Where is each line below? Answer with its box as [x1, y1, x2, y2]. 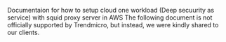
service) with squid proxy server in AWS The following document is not [7, 13, 213, 22]
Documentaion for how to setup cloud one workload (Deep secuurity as [7, 6, 215, 14]
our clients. [7, 28, 40, 36]
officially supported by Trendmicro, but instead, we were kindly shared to [7, 21, 219, 29]
